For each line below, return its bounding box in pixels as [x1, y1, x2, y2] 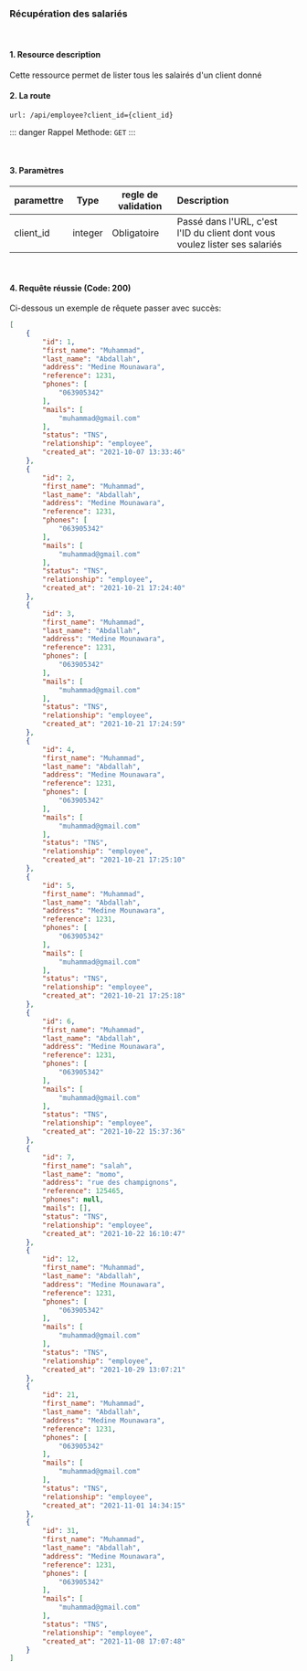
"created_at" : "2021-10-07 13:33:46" [42, 448, 185, 457]
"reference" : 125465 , [42, 1187, 125, 1196]
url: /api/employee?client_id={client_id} [9, 111, 174, 120]
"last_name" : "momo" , [42, 1169, 125, 1179]
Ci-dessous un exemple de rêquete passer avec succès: [9, 302, 222, 313]
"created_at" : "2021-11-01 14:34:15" [42, 1501, 185, 1510]
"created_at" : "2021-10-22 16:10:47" [42, 1229, 185, 1238]
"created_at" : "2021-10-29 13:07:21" [42, 1365, 185, 1374]
